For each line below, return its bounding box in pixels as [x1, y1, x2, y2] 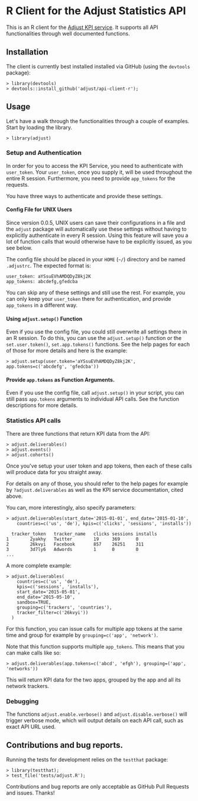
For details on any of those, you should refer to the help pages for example [6, 480, 188, 487]
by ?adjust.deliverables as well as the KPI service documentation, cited [6, 486, 183, 493]
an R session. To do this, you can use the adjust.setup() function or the [6, 335, 182, 342]
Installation [6, 47, 48, 57]
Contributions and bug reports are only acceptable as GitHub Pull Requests [6, 783, 189, 790]
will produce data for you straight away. [6, 468, 103, 475]
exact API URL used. [6, 723, 56, 731]
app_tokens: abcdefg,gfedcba [6, 279, 78, 285]
